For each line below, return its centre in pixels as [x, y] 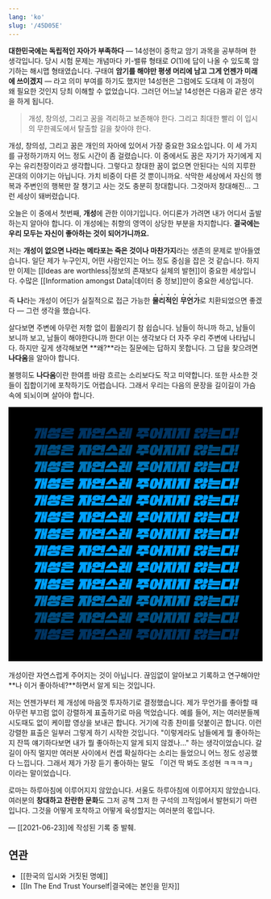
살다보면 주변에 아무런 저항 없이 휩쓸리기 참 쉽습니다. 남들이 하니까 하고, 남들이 [132, 328]
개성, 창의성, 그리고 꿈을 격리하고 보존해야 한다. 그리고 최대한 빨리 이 [135, 118]
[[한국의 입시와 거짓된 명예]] [64, 876]
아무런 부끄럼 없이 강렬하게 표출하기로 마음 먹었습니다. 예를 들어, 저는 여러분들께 [134, 712]
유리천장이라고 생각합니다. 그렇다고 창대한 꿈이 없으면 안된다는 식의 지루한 [140, 165]
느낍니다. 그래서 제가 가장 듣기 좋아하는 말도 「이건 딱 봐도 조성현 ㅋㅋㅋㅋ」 [136, 763]
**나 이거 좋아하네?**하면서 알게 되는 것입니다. [82, 685]
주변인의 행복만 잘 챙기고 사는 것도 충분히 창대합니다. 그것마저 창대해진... [137, 186]
